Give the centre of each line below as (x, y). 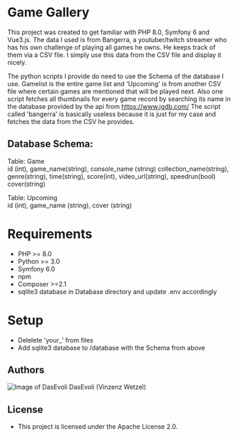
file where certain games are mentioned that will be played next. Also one (115, 91)
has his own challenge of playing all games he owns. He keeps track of (112, 47)
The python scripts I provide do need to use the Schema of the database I (116, 76)
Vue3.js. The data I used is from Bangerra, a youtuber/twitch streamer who (117, 39)
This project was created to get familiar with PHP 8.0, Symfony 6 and (109, 32)
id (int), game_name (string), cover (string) (70, 205)
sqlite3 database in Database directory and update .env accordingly (117, 291)
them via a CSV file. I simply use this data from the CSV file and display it (114, 55)
